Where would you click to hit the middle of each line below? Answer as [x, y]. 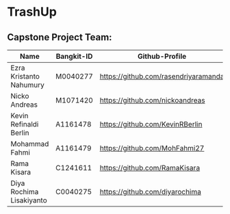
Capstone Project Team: [60, 37]
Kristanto [25, 76]
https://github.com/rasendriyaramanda [162, 76]
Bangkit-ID [74, 56]
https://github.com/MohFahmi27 [152, 148]
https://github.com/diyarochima [151, 192]
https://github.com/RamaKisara [150, 168]
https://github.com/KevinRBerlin [151, 124]
